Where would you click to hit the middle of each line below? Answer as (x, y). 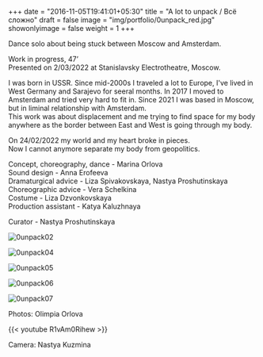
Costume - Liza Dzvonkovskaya (60, 198)
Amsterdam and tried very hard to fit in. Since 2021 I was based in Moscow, (131, 100)
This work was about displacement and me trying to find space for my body (132, 117)
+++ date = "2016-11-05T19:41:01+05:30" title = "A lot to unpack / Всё (122, 12)
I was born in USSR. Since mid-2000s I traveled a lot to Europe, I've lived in (131, 83)
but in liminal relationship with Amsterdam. (77, 108)
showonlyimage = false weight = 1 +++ (71, 28)
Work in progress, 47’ (44, 59)
